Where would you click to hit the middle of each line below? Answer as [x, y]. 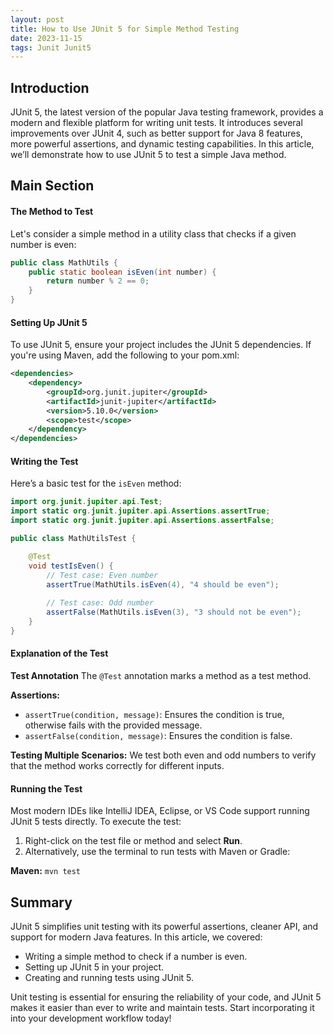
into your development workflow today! [91, 1018]
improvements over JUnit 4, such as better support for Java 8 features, [156, 133]
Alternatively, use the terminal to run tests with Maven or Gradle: [157, 852]
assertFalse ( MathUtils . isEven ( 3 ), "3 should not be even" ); [174, 612]
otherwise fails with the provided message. [113, 725]
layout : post [37, 19]
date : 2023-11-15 [46, 38]
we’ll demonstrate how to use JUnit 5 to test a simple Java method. [148, 155]
